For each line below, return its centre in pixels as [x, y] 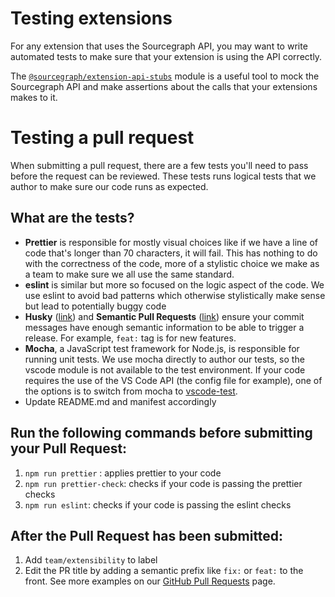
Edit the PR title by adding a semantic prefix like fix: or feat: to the [164, 571]
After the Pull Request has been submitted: [147, 535]
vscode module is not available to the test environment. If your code [165, 369]
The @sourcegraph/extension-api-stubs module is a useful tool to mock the [165, 76]
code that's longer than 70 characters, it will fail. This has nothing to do [171, 253]
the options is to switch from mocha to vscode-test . [131, 391]
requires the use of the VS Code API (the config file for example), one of [173, 380]
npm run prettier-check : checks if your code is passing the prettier [163, 483]
